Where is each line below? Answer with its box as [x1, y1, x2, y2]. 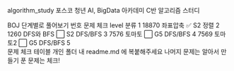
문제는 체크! [28, 56, 60, 65]
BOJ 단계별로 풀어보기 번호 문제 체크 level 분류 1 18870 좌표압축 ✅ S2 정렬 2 [7, 21, 220, 30]
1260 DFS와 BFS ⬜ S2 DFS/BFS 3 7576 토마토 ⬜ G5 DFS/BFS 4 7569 [7, 30, 213, 38]
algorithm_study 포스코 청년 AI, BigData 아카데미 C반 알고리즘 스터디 [7, 6, 200, 14]
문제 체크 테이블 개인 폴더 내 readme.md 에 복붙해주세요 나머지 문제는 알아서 [7, 48, 220, 56]
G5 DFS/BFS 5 [28, 39, 71, 47]
